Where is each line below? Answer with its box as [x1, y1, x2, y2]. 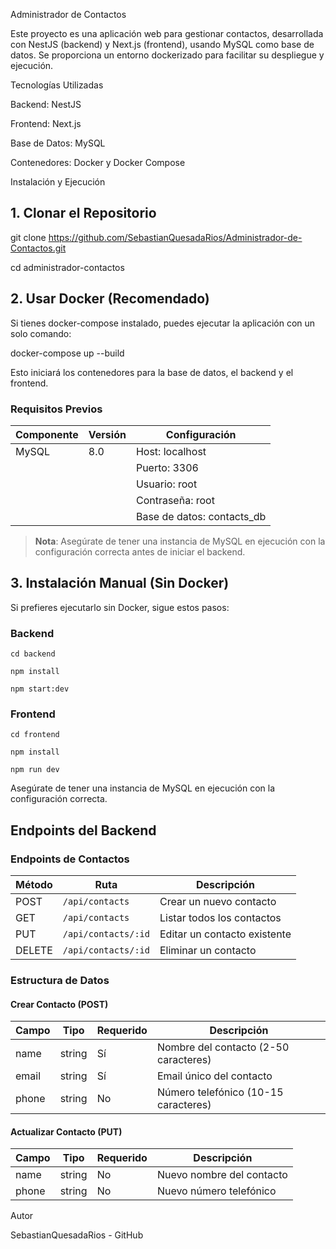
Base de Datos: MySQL [10, 137, 106, 149]
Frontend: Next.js [10, 118, 82, 129]
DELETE [15, 944, 53, 958]
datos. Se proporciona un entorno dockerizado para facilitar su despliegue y [10, 49, 325, 61]
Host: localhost [135, 444, 207, 458]
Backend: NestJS [10, 99, 82, 110]
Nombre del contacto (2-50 [156, 1040, 290, 1054]
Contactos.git [10, 242, 67, 254]
